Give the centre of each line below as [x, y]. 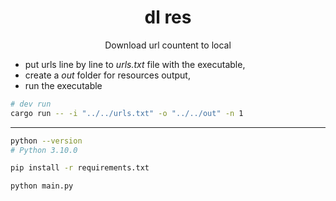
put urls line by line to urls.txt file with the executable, [135, 64]
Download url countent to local [168, 45]
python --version [46, 141]
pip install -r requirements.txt [80, 168]
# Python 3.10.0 [44, 150]
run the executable [63, 85]
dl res [168, 17]
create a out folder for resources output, [107, 75]
